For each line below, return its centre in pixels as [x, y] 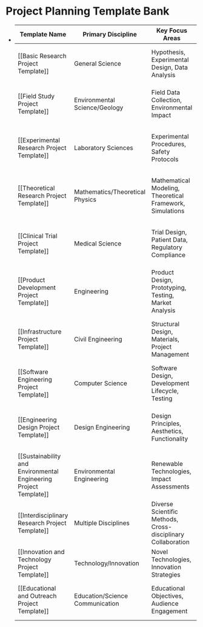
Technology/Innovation [107, 563]
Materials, [165, 339]
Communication [97, 603]
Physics [85, 199]
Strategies [166, 574]
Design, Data [170, 67]
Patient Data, [170, 239]
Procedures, [168, 144]
